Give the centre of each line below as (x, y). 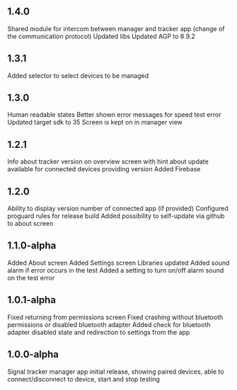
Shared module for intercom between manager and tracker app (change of (116, 28)
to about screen (30, 224)
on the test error (31, 277)
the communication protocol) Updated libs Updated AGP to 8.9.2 (102, 36)
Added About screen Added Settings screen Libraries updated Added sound (118, 263)
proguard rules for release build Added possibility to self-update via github (116, 216)
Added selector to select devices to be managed (78, 75)
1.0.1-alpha (32, 300)
